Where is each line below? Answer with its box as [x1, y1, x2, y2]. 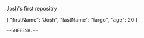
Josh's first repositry [6, 5, 58, 12]
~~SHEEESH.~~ [6, 27, 39, 33]
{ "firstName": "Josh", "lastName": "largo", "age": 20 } [6, 16, 138, 23]
